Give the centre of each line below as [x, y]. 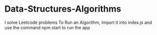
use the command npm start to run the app [47, 27]
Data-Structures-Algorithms [63, 9]
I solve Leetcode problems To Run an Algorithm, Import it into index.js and [78, 22]
